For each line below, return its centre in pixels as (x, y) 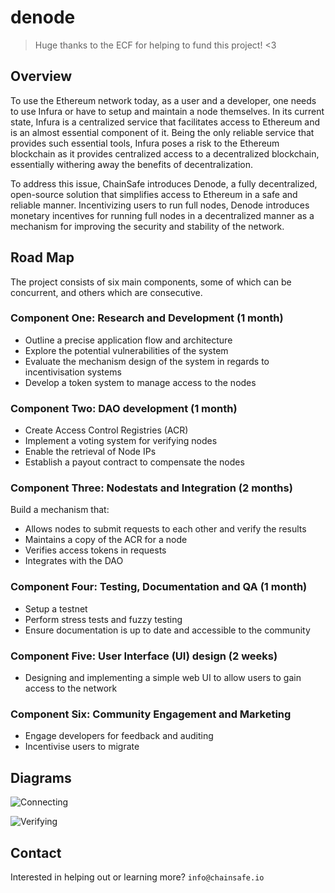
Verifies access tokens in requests (95, 550)
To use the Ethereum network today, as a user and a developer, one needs (163, 100)
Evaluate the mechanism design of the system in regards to (147, 361)
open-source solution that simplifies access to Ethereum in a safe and (154, 194)
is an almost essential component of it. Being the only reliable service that (162, 132)
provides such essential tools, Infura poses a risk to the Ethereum (145, 143)
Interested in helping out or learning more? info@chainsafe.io (137, 877)
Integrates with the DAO (74, 561)
